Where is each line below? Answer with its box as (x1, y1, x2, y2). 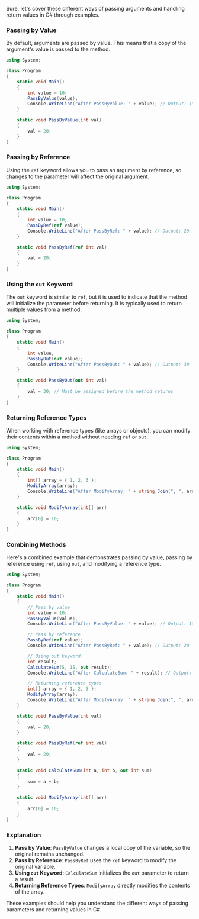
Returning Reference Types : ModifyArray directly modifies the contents (14, 882, 191, 889)
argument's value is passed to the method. (6, 46, 111, 53)
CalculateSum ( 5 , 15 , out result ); (27, 664, 113, 670)
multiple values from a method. (6, 306, 82, 313)
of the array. (14, 888, 45, 895)
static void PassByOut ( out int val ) (17, 378, 108, 383)
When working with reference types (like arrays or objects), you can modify (6, 427, 191, 434)
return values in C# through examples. (6, 11, 99, 18)
